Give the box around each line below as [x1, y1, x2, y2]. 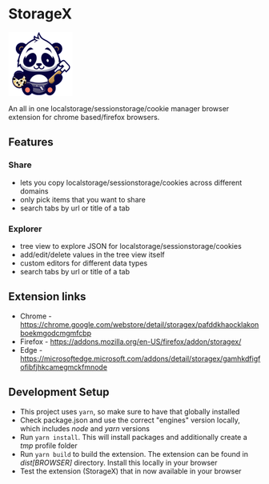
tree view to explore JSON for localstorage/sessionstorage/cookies [19, 241, 242, 250]
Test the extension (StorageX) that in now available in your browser [19, 466, 242, 476]
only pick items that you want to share [19, 194, 146, 204]
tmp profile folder [19, 441, 78, 450]
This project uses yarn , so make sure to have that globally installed [19, 406, 240, 416]
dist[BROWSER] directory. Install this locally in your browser [19, 458, 218, 467]
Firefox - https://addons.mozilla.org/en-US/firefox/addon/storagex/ [19, 337, 242, 346]
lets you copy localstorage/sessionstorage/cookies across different [19, 178, 243, 187]
